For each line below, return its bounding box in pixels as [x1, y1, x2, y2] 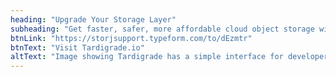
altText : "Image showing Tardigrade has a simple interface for [10, 52, 284, 62]
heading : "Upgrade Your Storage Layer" [10, 14, 177, 25]
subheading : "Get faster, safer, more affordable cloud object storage [10, 24, 315, 34]
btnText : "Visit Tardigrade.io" [10, 42, 145, 53]
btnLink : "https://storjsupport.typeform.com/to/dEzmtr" [10, 33, 253, 43]
